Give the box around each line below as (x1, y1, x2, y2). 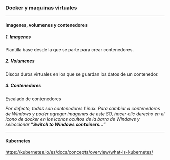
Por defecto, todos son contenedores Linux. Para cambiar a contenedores (5, 105, 160, 111)
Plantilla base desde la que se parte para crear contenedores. (5, 46, 134, 52)
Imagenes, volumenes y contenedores (5, 22, 88, 28)
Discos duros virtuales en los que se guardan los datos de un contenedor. (5, 71, 159, 77)
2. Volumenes (5, 58, 35, 65)
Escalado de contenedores (5, 95, 61, 102)
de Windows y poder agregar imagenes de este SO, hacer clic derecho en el (5, 111, 165, 117)
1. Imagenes (5, 34, 31, 40)
